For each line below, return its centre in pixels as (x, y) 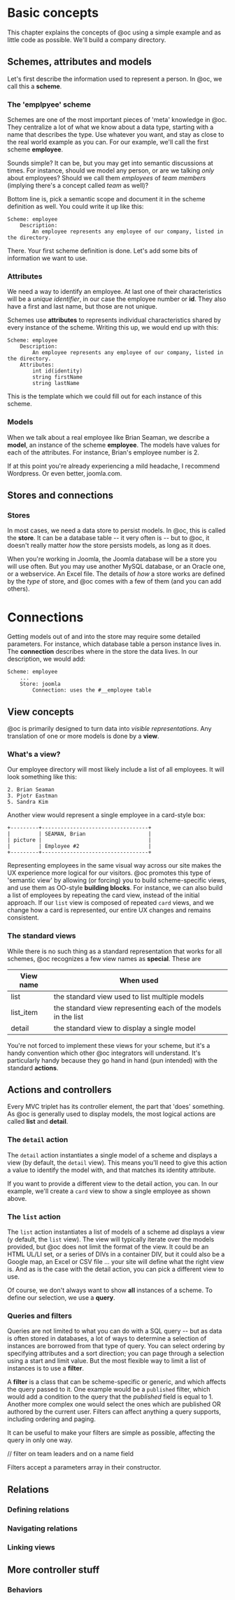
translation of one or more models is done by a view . (83, 736)
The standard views (42, 936)
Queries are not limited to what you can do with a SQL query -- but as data (115, 1331)
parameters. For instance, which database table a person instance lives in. (114, 644)
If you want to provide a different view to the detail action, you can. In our (113, 1183)
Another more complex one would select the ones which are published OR (114, 1404)
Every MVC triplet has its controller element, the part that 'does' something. (116, 1107)
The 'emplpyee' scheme (49, 105)
